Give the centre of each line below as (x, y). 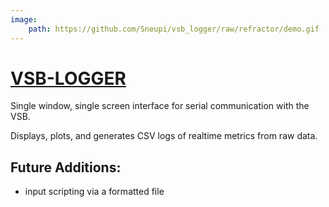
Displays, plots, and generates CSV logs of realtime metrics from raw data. (164, 136)
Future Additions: (66, 167)
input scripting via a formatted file (94, 192)
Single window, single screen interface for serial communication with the (160, 106)
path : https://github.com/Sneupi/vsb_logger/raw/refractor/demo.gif (174, 29)
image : (24, 19)
